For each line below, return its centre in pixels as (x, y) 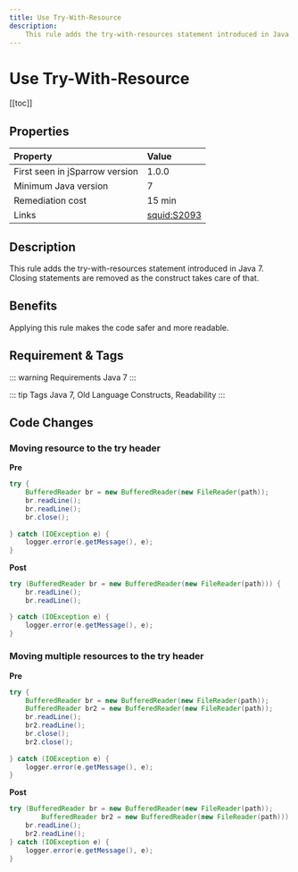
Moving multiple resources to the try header (107, 656)
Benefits (33, 306)
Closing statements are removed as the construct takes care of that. (134, 277)
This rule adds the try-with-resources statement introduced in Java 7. (137, 268)
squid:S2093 (174, 216)
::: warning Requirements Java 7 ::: (73, 377)
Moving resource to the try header (85, 448)
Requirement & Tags (66, 356)
